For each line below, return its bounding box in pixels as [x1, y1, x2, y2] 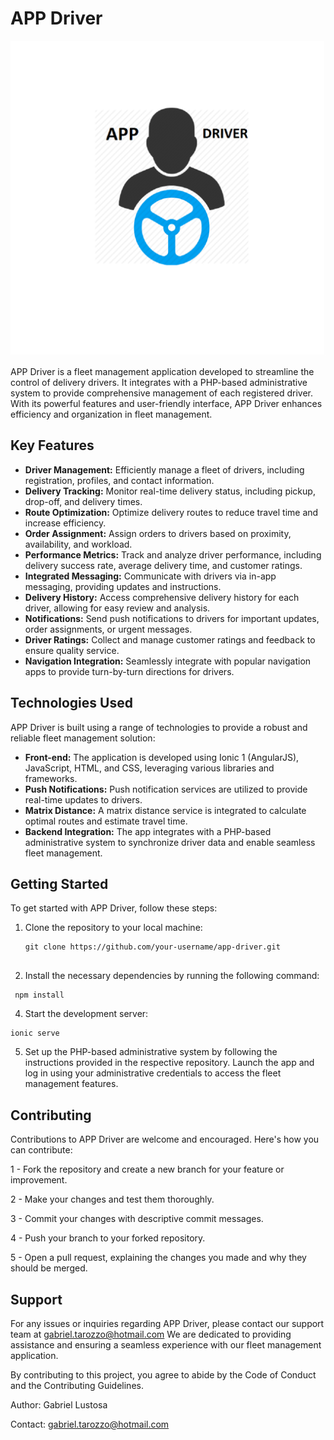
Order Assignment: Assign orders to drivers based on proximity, [24, 527, 292, 539]
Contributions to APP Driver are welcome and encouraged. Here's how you [10, 1133, 320, 1146]
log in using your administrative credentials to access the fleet [24, 1067, 282, 1079]
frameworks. [24, 772, 78, 784]
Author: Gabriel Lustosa [10, 1399, 108, 1411]
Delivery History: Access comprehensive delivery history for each [24, 591, 300, 603]
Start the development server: [24, 1008, 149, 1020]
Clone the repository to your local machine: [24, 922, 203, 934]
